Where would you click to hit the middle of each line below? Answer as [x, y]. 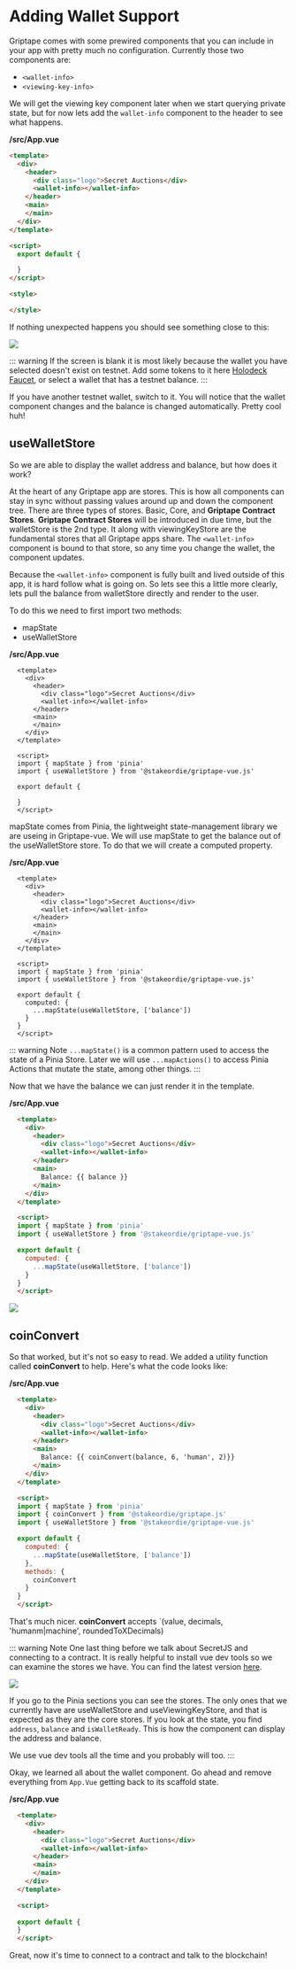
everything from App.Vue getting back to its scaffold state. [114, 1782]
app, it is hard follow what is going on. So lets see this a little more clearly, [144, 584]
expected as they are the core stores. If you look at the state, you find [136, 1719]
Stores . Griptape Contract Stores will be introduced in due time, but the [140, 519]
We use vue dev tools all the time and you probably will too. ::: [122, 1756]
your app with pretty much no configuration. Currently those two [127, 50]
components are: [40, 59]
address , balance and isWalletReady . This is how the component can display [147, 1729]
